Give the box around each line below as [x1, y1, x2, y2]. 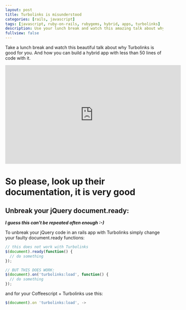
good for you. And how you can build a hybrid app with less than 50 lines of [5, 50, 161, 56]
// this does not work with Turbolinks [5, 244, 89, 249]
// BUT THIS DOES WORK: [5, 267, 55, 272]
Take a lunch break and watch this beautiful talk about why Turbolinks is [5, 45, 154, 50]
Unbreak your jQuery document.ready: [5, 206, 129, 215]
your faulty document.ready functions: [5, 235, 85, 241]
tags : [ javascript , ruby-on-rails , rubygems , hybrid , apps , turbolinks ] [5, 21, 160, 27]
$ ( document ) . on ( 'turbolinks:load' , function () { [5, 272, 109, 277]
